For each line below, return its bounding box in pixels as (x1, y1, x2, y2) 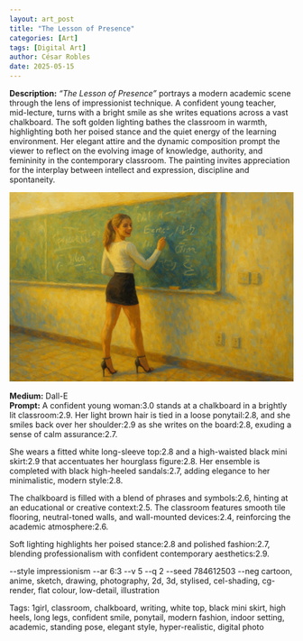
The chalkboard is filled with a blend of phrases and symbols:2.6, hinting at (9, 492, 289, 503)
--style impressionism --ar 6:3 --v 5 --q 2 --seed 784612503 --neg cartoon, (9, 565, 293, 576)
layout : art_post (9, 14, 75, 23)
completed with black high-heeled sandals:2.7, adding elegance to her (9, 465, 271, 476)
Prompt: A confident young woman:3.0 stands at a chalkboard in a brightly (9, 399, 288, 410)
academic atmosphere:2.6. (9, 521, 109, 532)
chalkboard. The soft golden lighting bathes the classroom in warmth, (9, 117, 268, 127)
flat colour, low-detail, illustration (37, 584, 160, 595)
